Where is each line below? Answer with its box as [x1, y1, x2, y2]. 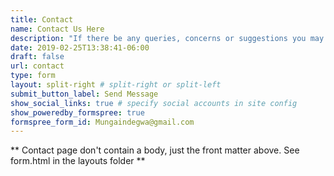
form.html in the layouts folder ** [10, 155, 146, 167]
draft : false [10, 52, 65, 62]
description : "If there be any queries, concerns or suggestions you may [10, 33, 325, 43]
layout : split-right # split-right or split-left [10, 80, 222, 90]
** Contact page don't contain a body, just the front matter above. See [10, 144, 300, 156]
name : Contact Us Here [10, 24, 105, 34]
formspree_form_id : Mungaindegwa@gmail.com [10, 117, 195, 127]
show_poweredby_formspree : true [10, 107, 145, 118]
